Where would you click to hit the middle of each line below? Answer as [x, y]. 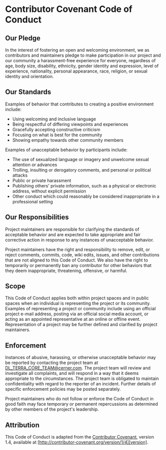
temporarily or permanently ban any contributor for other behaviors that [79, 265]
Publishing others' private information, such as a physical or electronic [84, 185]
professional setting [32, 201]
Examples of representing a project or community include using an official [81, 309]
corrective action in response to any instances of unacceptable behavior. [80, 240]
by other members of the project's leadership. [52, 409]
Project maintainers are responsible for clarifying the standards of [72, 229]
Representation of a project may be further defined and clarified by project [81, 325]
